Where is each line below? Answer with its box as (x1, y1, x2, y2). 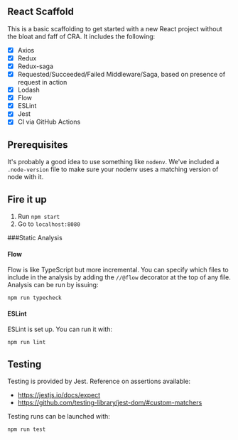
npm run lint (7, 339, 46, 346)
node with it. (7, 173, 44, 181)
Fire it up (7, 193, 48, 205)
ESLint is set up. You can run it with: (7, 325, 112, 333)
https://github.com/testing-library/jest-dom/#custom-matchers (17, 398, 202, 407)
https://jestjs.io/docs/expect (17, 391, 101, 399)
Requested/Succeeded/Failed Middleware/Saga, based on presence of (17, 70, 226, 78)
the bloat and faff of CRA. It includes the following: (7, 32, 156, 41)
